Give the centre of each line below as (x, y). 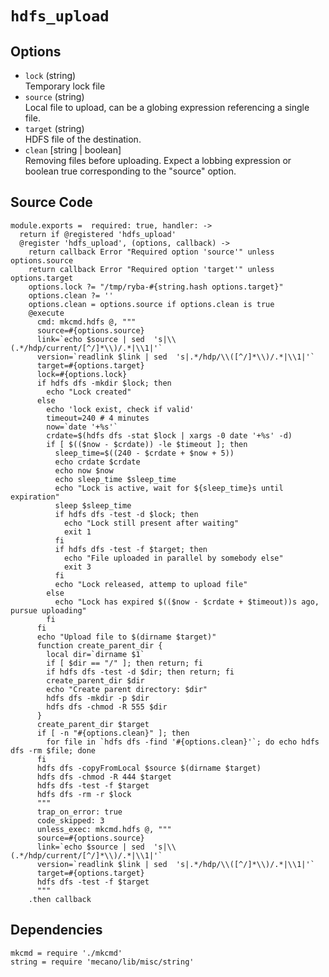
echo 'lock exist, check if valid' (120, 409)
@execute (46, 313)
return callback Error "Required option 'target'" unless (151, 269)
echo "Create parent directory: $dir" (127, 689)
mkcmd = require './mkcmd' (66, 953)
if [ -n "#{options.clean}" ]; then (113, 733)
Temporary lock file (65, 86)
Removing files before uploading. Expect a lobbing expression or (158, 160)
